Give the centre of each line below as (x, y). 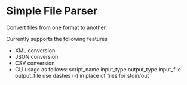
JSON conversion (36, 56)
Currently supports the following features (57, 39)
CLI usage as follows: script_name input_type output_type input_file (98, 69)
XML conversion (35, 50)
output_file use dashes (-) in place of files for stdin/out (82, 75)
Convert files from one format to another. (57, 27)
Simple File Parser (52, 11)
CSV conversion (35, 63)
